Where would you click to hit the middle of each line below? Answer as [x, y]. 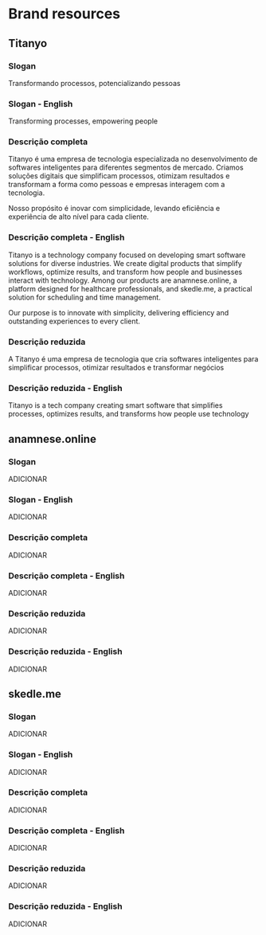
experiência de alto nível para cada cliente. [79, 217]
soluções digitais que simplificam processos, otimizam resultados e [119, 176]
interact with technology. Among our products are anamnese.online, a [123, 280]
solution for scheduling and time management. [84, 297]
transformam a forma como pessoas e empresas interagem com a [117, 185]
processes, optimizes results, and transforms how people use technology [129, 414]
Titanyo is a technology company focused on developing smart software [127, 255]
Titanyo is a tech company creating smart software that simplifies [115, 405]
